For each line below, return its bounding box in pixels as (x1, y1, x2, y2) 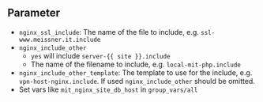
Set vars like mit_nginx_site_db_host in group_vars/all (18, 85, 198, 94)
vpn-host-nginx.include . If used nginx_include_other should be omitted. (18, 76, 256, 85)
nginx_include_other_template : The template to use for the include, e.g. (18, 67, 253, 77)
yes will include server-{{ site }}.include (30, 51, 171, 60)
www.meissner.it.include (18, 36, 101, 43)
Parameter (7, 6, 61, 20)
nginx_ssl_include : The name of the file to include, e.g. (18, 27, 199, 36)
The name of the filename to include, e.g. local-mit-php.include (30, 59, 242, 69)
